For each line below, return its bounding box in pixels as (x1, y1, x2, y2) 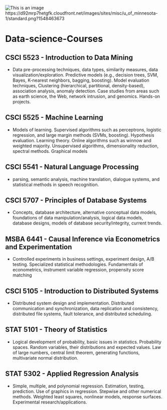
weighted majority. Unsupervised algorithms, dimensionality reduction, (12, 143, 159, 149)
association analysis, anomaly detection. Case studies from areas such (12, 88, 159, 94)
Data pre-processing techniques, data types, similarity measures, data (12, 67, 158, 73)
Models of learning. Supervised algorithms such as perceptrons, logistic (12, 127, 161, 133)
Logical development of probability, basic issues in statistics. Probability (12, 338, 161, 345)
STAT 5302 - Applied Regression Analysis (5, 370, 139, 378)
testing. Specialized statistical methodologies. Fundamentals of (12, 261, 143, 267)
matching (12, 272, 32, 278)
